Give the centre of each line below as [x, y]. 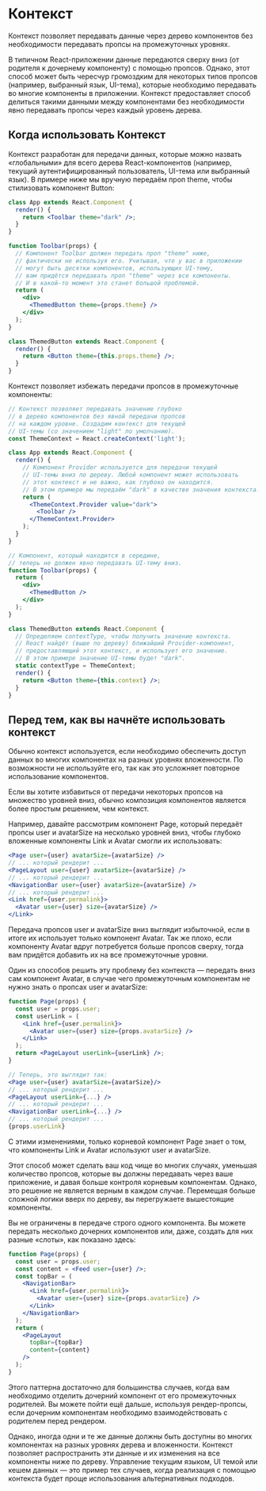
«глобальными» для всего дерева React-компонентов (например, [120, 162]
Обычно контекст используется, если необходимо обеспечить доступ [127, 751]
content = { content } [59, 1350]
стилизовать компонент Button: [61, 188]
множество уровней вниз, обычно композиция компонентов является [127, 801]
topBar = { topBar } [56, 1343]
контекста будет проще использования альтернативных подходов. [122, 1478]
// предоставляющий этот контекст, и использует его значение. [122, 651]
